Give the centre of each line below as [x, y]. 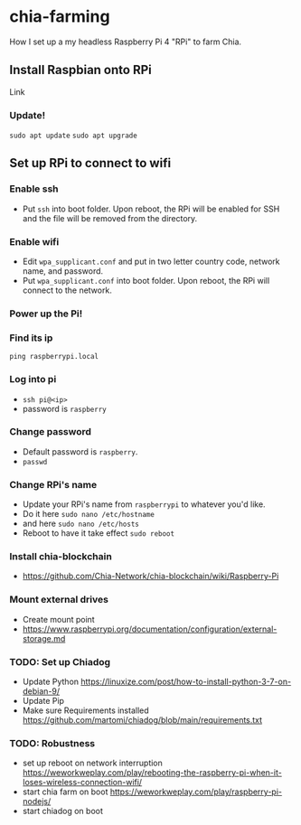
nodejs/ [37, 802]
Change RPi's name [53, 484]
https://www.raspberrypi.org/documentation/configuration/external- [150, 629]
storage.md [44, 638]
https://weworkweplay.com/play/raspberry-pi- [196, 792]
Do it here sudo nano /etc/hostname [89, 514]
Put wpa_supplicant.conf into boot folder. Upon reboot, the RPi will [146, 281]
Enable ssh [34, 189]
